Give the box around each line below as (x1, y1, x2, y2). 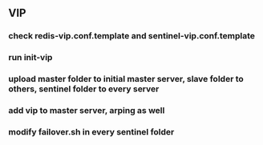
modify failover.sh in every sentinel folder (8, 127, 175, 137)
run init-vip (8, 52, 53, 63)
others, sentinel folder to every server (8, 83, 160, 95)
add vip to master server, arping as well (8, 105, 165, 116)
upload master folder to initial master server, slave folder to (8, 74, 245, 85)
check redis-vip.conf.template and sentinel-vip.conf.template (8, 30, 255, 42)
